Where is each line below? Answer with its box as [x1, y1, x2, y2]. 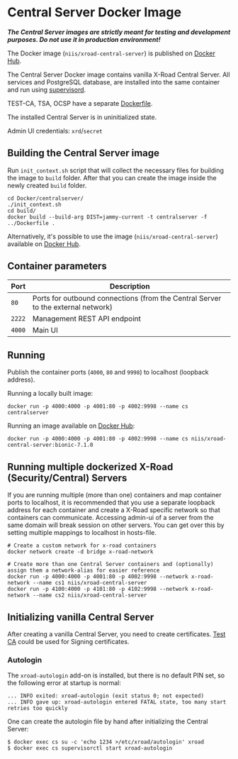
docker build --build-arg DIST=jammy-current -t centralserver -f [7, 214, 208, 221]
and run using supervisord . [7, 85, 86, 94]
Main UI [32, 325, 59, 335]
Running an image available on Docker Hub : [7, 421, 135, 430]
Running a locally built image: [7, 389, 93, 398]
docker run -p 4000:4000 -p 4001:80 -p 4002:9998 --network [7, 573, 189, 580]
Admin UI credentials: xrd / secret [7, 126, 103, 135]
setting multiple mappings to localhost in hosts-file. [7, 528, 157, 537]
